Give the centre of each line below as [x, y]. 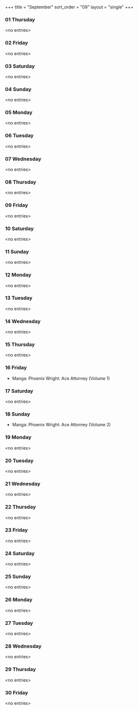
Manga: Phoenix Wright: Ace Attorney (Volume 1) [61, 378]
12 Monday [18, 275]
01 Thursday [20, 19]
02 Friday [17, 43]
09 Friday [17, 205]
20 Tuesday [19, 460]
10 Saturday [19, 228]
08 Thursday [21, 182]
